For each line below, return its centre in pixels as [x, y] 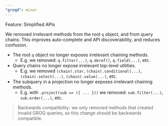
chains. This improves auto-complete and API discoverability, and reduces [83, 39]
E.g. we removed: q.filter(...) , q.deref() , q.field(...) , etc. [85, 60]
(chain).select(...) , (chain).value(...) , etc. [69, 76]
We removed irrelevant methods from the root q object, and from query [79, 34]
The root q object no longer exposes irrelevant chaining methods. [81, 55]
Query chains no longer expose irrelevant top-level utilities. [74, 65]
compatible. [30, 118]
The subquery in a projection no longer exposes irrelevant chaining [82, 81]
